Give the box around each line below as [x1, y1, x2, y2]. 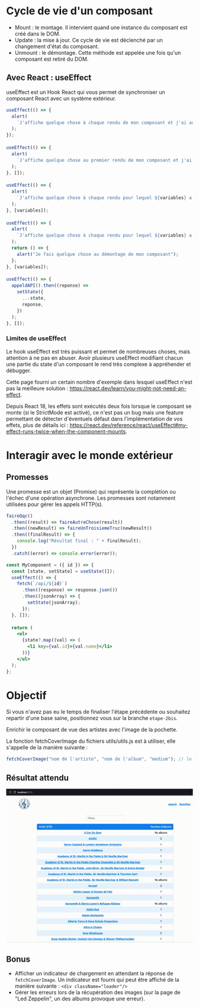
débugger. [6, 367, 31, 374]
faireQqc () [6, 513, 33, 519]
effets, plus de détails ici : [6, 421, 69, 429]
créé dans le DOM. [14, 30, 61, 37]
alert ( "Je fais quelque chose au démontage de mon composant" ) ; [17, 251, 179, 257]
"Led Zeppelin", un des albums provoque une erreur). [14, 995, 145, 1002]
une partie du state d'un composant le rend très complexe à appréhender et [6, 360, 191, 368]
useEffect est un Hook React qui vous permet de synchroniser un [6, 88, 166, 96]
